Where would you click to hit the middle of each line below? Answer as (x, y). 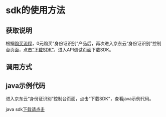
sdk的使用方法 (36, 10)
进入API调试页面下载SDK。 (86, 50)
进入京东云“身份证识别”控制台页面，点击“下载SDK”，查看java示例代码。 (80, 99)
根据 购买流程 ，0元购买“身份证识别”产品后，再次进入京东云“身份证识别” (79, 43)
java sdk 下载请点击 (25, 109)
